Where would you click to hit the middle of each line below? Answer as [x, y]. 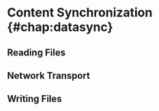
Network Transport [48, 76]
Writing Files [35, 99]
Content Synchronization [80, 13]
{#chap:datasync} [60, 27]
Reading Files [37, 52]
